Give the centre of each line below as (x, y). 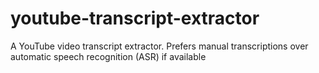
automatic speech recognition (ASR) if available (108, 56)
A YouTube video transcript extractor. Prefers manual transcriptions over (159, 46)
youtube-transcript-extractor (135, 18)
